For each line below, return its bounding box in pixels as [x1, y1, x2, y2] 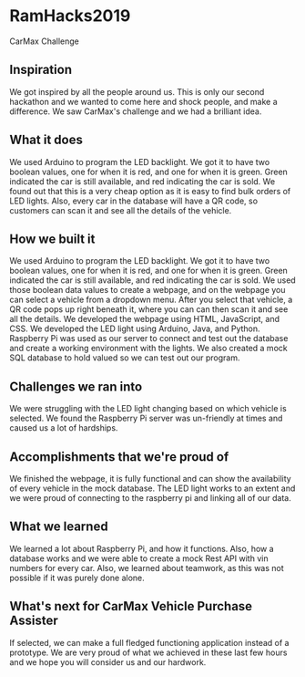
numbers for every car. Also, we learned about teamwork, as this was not [9, 562, 284, 573]
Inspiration [9, 62, 73, 78]
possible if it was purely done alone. [9, 572, 146, 583]
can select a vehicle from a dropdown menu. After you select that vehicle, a [9, 294, 293, 306]
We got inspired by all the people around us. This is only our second [9, 86, 265, 97]
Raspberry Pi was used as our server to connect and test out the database [9, 333, 289, 344]
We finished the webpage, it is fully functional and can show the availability [9, 474, 291, 484]
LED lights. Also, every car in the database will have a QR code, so [9, 195, 258, 206]
